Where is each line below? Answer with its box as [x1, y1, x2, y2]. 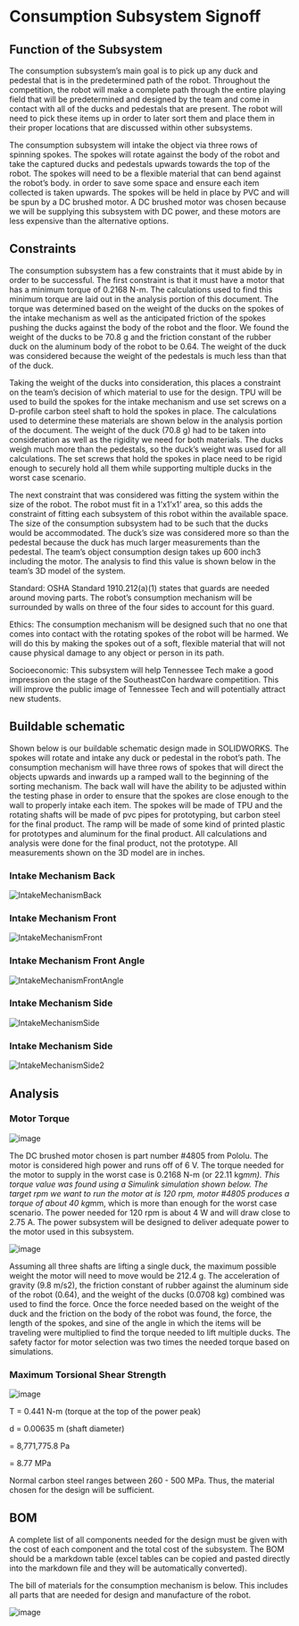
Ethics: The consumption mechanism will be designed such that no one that [9, 619, 288, 630]
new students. [9, 693, 62, 704]
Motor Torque [9, 1113, 70, 1125]
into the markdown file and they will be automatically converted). [9, 1563, 248, 1573]
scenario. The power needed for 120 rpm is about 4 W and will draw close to [9, 1207, 291, 1218]
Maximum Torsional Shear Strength [9, 1368, 167, 1380]
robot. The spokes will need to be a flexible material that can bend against [9, 168, 281, 179]
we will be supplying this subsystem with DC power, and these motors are [9, 206, 281, 216]
